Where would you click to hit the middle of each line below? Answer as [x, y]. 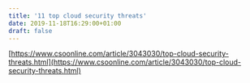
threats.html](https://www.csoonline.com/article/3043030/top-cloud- [125, 62]
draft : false [30, 31]
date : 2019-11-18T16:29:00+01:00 [65, 23]
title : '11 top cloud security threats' [78, 16]
